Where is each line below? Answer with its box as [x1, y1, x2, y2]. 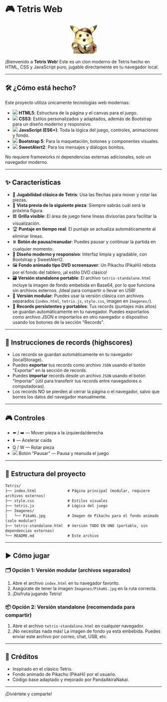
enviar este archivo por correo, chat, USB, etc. [12, 633, 108, 639]
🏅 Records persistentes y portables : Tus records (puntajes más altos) [12, 303, 157, 309]
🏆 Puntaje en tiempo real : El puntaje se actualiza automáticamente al [12, 226, 156, 232]
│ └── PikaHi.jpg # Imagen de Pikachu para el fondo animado [5, 513, 159, 518]
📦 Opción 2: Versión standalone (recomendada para [5, 603, 135, 610]
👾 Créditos [5, 653, 38, 661]
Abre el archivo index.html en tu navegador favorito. [12, 580, 120, 586]
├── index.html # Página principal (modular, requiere [5, 488, 150, 493]
